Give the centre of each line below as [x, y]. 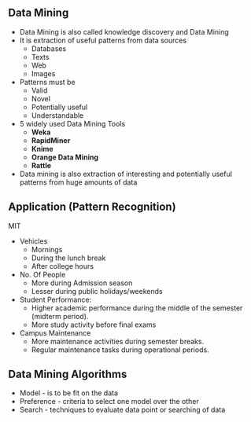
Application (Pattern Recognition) [92, 207]
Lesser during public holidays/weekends [97, 291]
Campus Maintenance [55, 332]
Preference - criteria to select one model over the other [109, 402]
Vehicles [33, 241]
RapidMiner [51, 140]
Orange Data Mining [65, 157]
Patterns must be [48, 82]
